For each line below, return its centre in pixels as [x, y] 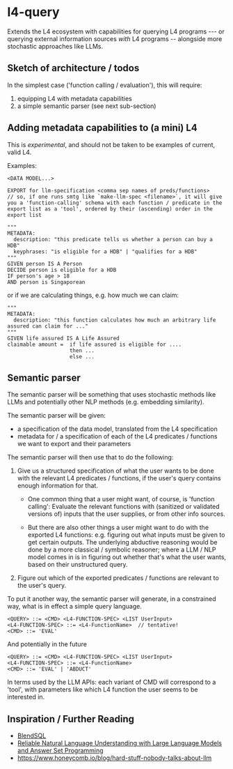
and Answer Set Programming [60, 751]
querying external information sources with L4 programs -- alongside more [115, 38]
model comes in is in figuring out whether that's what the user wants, [127, 557]
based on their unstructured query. [78, 565]
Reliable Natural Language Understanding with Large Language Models [120, 743]
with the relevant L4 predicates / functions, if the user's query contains [119, 478]
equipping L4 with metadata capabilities [74, 98]
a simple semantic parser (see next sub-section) [87, 106]
